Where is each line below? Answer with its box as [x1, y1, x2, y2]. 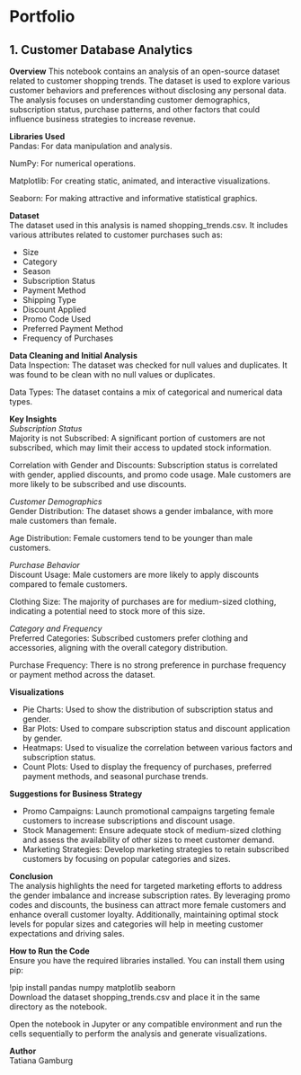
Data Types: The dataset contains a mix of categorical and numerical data [9, 386, 283, 397]
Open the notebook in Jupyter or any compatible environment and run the [9, 1018, 283, 1029]
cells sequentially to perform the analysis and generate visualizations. [9, 1028, 268, 1039]
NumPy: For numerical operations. [9, 158, 137, 168]
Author [9, 1045, 37, 1056]
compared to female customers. [9, 579, 128, 590]
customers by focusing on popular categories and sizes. [22, 854, 231, 864]
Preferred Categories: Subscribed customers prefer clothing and [9, 633, 249, 644]
